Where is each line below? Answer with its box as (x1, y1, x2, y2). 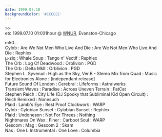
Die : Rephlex (5, 50, 32, 56)
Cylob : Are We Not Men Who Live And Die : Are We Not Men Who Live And (5, 45, 157, 51)
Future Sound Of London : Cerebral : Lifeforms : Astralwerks (5, 81, 126, 86)
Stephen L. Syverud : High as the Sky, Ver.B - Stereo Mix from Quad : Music (5, 70, 157, 76)
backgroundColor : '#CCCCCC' (5, 12, 62, 17)
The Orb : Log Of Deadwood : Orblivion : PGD (5, 60, 97, 66)
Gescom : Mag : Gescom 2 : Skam (5, 122, 74, 128)
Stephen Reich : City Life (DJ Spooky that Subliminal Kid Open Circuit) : (5, 91, 148, 97)
